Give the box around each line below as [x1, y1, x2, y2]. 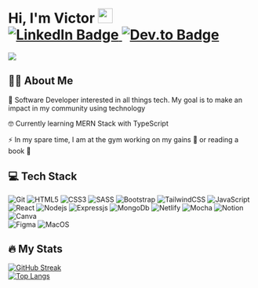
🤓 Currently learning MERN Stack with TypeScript [8, 118, 169, 128]
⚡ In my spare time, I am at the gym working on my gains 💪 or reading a [8, 134, 239, 144]
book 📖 [8, 146, 31, 155]
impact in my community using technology [8, 103, 146, 113]
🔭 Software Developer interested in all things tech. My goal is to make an [8, 95, 243, 104]
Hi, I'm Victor [8, 9, 96, 27]
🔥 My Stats [8, 242, 63, 255]
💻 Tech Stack [8, 170, 78, 184]
